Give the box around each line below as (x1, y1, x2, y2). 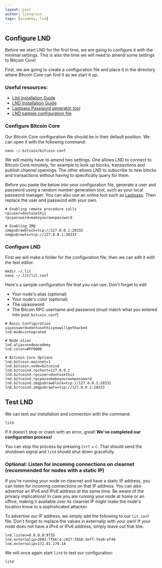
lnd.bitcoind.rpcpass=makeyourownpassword (5, 377, 92, 381)
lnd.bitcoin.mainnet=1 (5, 360, 51, 364)
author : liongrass (5, 12, 42, 17)
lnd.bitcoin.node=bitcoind (5, 364, 59, 369)
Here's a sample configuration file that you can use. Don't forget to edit (5, 282, 147, 288)
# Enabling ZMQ (5, 224, 36, 228)
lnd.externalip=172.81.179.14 (5, 541, 66, 547)
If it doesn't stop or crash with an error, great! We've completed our (5, 429, 141, 435)
